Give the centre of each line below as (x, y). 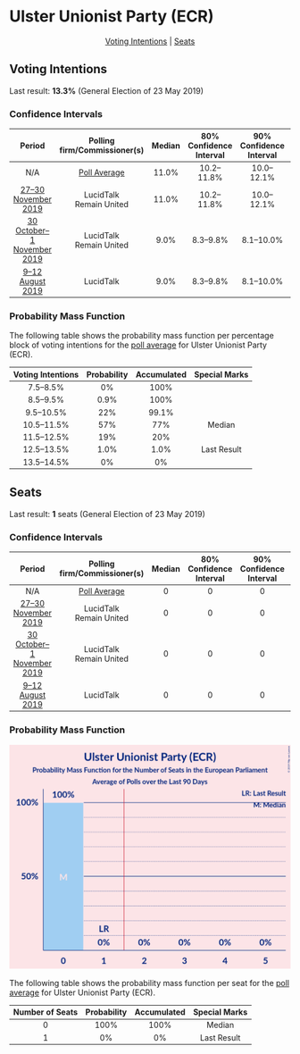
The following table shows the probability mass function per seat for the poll (150, 983)
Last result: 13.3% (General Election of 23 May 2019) (106, 90)
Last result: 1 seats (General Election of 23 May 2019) (107, 514)
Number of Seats (46, 1012)
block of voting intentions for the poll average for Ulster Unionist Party (138, 345)
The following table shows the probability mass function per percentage (142, 336)
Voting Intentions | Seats (150, 41)
